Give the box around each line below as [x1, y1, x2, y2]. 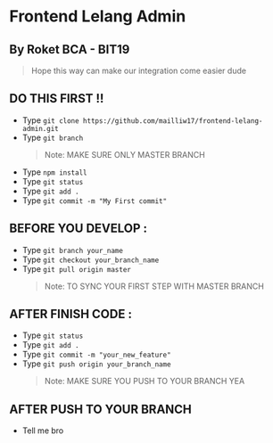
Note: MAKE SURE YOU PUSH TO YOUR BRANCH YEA [44, 376, 245, 387]
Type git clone [21, 114, 79, 126]
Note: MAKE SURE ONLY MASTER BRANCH [44, 149, 205, 160]
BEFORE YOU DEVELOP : [9, 221, 148, 236]
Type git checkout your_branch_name [21, 254, 160, 265]
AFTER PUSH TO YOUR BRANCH [9, 401, 192, 416]
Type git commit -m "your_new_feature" [21, 349, 171, 360]
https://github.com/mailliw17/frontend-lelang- [83, 116, 263, 126]
